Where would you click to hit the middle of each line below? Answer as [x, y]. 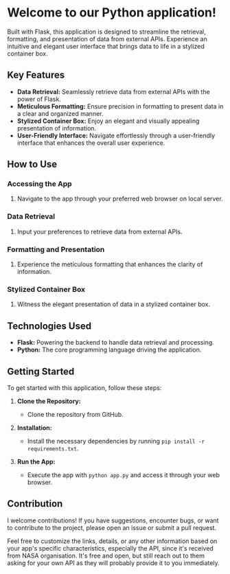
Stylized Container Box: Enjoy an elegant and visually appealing [108, 121]
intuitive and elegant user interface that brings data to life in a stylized [106, 46]
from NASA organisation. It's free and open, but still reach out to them [106, 555]
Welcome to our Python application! [112, 13]
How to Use [32, 164]
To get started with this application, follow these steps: [84, 388]
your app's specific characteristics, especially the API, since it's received [111, 548]
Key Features [36, 75]
